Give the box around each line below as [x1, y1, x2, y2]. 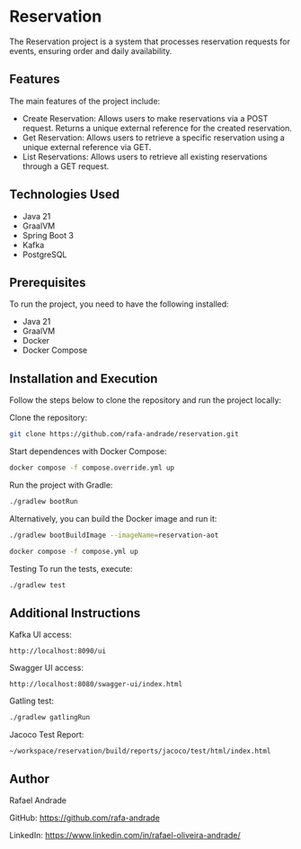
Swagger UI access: [9, 663, 84, 674]
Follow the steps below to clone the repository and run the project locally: [9, 395, 281, 406]
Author [9, 771, 49, 786]
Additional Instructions [9, 605, 141, 621]
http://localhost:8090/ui [9, 647, 106, 656]
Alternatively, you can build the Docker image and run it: [9, 513, 217, 523]
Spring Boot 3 [22, 229, 75, 240]
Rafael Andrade [9, 794, 67, 806]
